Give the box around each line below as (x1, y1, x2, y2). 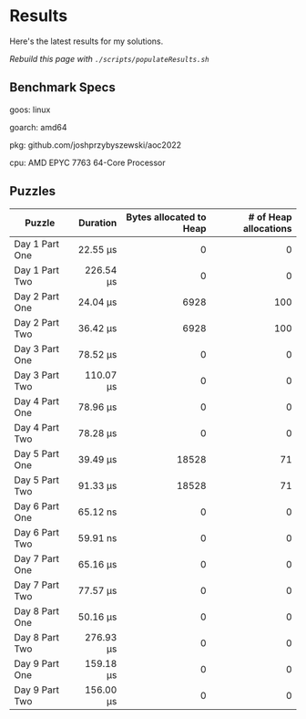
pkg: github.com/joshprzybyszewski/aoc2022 (9, 139, 182, 151)
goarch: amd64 (9, 121, 67, 132)
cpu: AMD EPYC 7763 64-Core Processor (9, 157, 166, 168)
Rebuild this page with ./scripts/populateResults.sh (9, 53, 209, 64)
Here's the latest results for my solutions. (9, 36, 164, 47)
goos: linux (9, 104, 51, 115)
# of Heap (248, 211, 292, 224)
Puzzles (9, 183, 56, 199)
